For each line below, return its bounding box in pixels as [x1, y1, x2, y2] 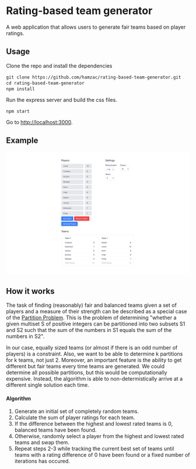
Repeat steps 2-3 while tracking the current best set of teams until [14, 445, 174, 452]
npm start [6, 108, 30, 114]
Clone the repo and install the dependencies [6, 62, 113, 69]
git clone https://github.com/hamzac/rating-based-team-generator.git [6, 74, 181, 80]
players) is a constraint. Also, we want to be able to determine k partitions [6, 350, 183, 358]
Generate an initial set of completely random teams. [14, 408, 139, 415]
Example [6, 136, 38, 146]
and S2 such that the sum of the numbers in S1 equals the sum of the [6, 327, 172, 334]
